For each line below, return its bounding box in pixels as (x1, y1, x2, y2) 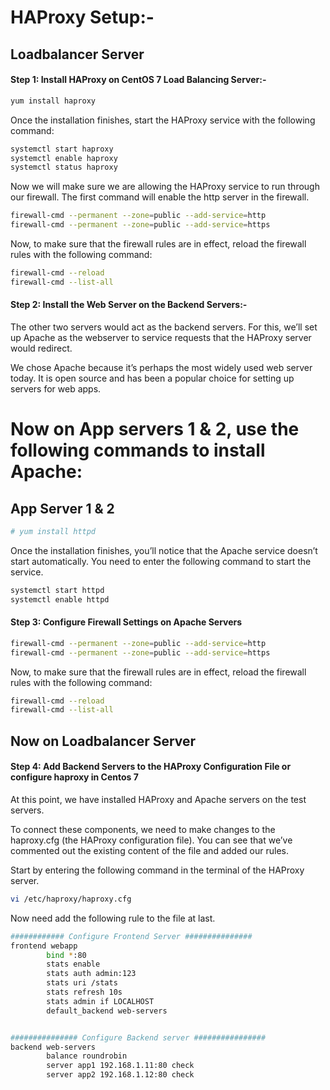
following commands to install (10, 439, 266, 462)
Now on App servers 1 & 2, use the (10, 418, 300, 441)
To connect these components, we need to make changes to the (10, 823, 276, 835)
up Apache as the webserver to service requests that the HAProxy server (10, 331, 312, 343)
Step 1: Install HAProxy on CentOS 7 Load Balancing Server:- (10, 74, 267, 86)
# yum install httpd (10, 526, 97, 536)
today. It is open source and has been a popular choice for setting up (10, 372, 295, 384)
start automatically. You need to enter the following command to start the (10, 555, 312, 567)
